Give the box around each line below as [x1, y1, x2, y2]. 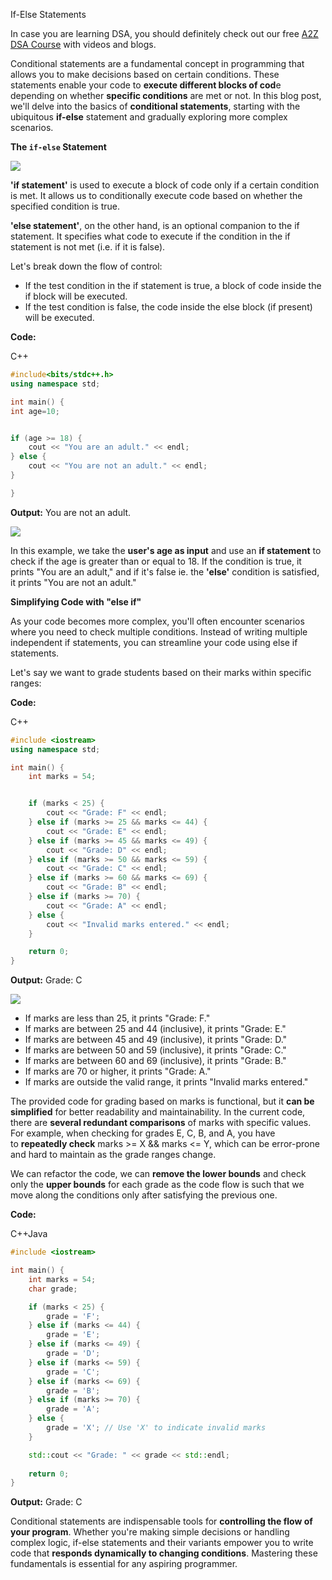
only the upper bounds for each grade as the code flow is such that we [10, 1179, 305, 1191]
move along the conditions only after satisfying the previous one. [10, 1189, 278, 1201]
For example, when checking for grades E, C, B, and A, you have [10, 1127, 276, 1139]
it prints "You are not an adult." [10, 576, 137, 588]
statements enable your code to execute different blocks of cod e [10, 79, 282, 91]
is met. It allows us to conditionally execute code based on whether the [10, 190, 303, 201]
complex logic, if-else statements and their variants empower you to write [10, 1537, 314, 1549]
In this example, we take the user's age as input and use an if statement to [10, 544, 322, 556]
